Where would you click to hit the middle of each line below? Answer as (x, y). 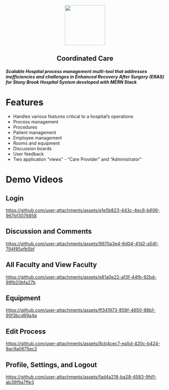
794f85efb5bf (20, 249)
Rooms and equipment (36, 143)
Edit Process (26, 331)
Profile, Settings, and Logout (51, 365)
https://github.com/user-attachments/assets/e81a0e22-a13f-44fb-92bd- (81, 277)
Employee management (37, 138)
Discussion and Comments (49, 232)
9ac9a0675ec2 (21, 349)
